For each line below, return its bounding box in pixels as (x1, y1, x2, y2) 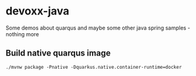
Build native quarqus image (5, 48, 111, 59)
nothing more (5, 30, 39, 37)
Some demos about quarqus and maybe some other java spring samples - (5, 24, 191, 31)
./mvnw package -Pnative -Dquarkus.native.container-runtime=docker (5, 64, 182, 70)
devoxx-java (5, 4, 70, 18)
